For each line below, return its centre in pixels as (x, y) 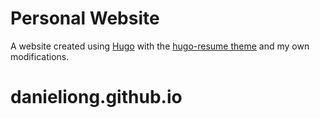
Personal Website (85, 18)
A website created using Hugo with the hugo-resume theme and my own (160, 46)
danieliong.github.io (96, 97)
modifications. (40, 56)
